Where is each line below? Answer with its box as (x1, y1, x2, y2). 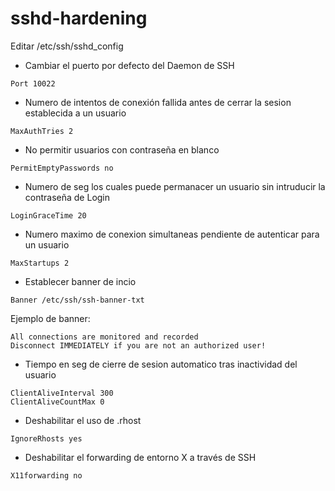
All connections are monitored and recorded (10, 332, 199, 342)
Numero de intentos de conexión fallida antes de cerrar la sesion (24, 96, 292, 108)
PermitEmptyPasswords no (10, 163, 114, 173)
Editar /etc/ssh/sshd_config (10, 40, 124, 52)
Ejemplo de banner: (10, 312, 91, 324)
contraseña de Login (24, 191, 111, 203)
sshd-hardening (10, 7, 148, 30)
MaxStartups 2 (10, 258, 70, 268)
